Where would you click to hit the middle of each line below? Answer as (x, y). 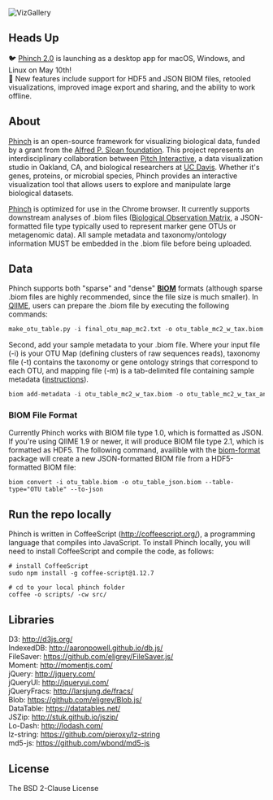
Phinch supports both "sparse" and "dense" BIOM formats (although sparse (135, 288)
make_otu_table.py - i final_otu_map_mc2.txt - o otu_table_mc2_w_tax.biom (136, 330)
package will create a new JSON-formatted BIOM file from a (109, 459)
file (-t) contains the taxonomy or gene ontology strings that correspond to (133, 362)
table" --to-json (74, 490)
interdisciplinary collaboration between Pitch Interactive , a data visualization (136, 158)
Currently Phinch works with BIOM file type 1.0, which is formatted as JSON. (136, 433)
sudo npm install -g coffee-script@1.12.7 (81, 574)
